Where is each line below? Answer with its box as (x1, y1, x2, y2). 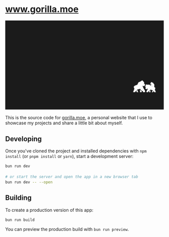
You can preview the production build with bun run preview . (5, 226, 129, 232)
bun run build (5, 217, 35, 222)
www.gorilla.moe (5, 4, 79, 15)
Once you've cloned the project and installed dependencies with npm (5, 148, 147, 154)
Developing (5, 134, 42, 143)
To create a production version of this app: (5, 207, 94, 213)
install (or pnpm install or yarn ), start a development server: (5, 153, 134, 160)
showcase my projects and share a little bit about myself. (5, 120, 123, 126)
